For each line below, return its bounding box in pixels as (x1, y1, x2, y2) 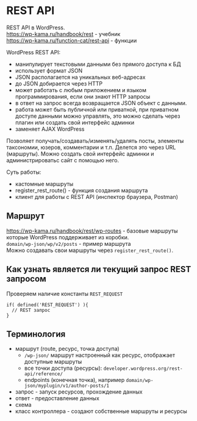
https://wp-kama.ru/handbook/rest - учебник (6, 30, 121, 37)
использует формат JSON (15, 67, 83, 74)
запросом (6, 274, 47, 284)
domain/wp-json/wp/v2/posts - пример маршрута (6, 240, 131, 247)
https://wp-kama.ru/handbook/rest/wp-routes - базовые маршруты (6, 227, 178, 234)
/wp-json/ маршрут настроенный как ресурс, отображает (24, 351, 176, 359)
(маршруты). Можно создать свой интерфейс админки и (6, 150, 154, 157)
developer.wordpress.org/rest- (103, 365, 183, 372)
